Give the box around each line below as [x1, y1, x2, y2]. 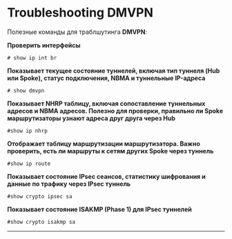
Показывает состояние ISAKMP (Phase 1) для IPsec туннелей [7, 205, 192, 213]
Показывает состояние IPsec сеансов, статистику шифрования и [7, 172, 206, 180]
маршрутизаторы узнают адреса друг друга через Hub [7, 114, 176, 122]
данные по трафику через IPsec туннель [7, 180, 131, 188]
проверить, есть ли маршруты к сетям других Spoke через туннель [7, 146, 214, 155]
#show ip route [7, 160, 51, 167]
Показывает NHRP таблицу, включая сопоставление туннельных [7, 99, 206, 108]
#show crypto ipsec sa [7, 193, 72, 200]
